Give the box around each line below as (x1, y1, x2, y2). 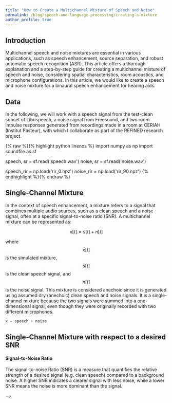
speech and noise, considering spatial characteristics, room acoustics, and (5, 71, 164, 78)
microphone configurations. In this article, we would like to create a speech (5, 77, 164, 83)
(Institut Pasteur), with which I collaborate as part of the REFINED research (5, 127, 163, 134)
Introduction (5, 36, 46, 45)
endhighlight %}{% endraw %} (5, 174, 71, 180)
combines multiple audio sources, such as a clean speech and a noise (5, 208, 154, 214)
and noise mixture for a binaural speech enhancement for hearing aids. (5, 83, 156, 89)
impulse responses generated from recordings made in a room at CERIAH (5, 122, 161, 128)
